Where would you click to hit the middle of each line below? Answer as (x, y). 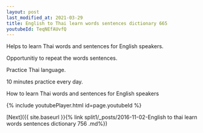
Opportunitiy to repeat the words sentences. (62, 58)
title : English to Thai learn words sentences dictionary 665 (87, 23)
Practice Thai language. (36, 70)
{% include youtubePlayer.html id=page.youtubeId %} (74, 106)
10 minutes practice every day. (45, 82)
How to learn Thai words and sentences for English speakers (83, 94)
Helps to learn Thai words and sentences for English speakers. (85, 46)
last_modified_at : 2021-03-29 (45, 18)
